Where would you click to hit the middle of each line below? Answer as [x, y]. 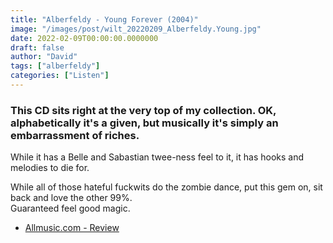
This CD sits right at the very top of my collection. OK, [143, 110]
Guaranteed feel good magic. [70, 208]
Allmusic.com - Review [72, 228]
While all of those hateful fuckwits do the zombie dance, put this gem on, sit [166, 187]
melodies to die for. [50, 168]
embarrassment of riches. [75, 135]
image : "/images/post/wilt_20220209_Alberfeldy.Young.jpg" [136, 29]
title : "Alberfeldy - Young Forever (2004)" [104, 19]
